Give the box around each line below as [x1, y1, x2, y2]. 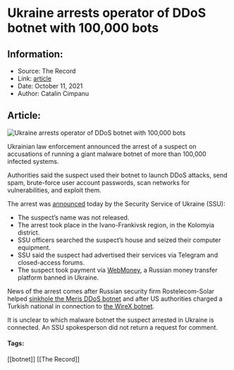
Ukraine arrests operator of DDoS [7, 5, 207, 21]
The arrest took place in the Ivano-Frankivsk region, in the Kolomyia [17, 220, 215, 229]
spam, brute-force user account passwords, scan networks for [7, 178, 190, 186]
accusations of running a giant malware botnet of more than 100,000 [7, 150, 207, 158]
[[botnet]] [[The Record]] [7, 355, 80, 364]
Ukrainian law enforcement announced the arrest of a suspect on [7, 142, 197, 150]
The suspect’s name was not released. [17, 213, 130, 222]
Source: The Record [17, 67, 76, 75]
